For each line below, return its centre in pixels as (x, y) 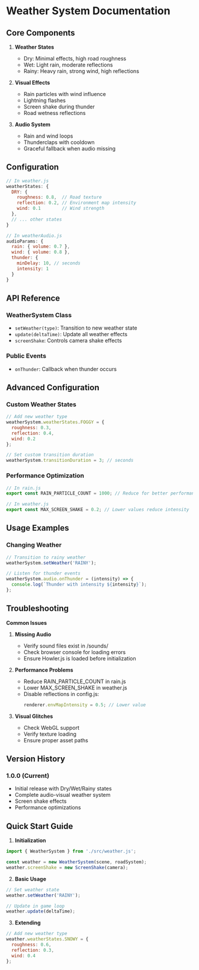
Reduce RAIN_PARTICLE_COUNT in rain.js (75, 681)
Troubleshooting (38, 609)
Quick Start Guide (40, 826)
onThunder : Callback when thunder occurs (66, 369)
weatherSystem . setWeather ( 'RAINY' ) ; (51, 563)
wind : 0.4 (23, 956)
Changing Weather (34, 545)
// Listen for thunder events (44, 573)
